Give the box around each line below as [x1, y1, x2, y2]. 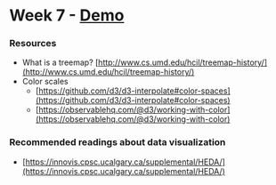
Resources [9, 37, 57, 50]
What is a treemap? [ [21, 57, 99, 68]
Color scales [21, 76, 69, 87]
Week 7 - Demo [9, 5, 125, 26]
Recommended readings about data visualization [9, 136, 226, 149]
